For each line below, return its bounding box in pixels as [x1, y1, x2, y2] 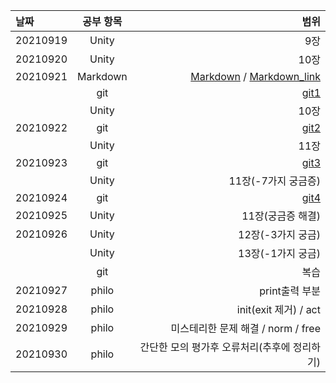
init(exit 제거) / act [236, 303, 321, 316]
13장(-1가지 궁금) [238, 247, 321, 260]
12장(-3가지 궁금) [238, 228, 321, 241]
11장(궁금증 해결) [241, 209, 321, 223]
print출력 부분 [259, 284, 321, 298]
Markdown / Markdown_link [190, 70, 321, 83]
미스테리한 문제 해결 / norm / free [170, 322, 321, 335]
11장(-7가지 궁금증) [228, 174, 321, 188]
